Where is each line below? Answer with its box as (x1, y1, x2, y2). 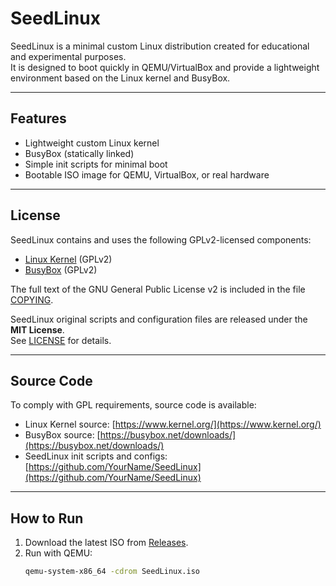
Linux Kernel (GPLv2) (24, 253, 113, 265)
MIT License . (10, 323, 65, 336)
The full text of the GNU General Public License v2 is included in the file (10, 283, 306, 295)
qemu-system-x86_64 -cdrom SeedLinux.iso (24, 567, 201, 577)
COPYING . (10, 293, 54, 306)
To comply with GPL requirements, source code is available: (10, 399, 257, 411)
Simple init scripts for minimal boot (24, 158, 168, 170)
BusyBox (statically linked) (24, 147, 135, 159)
